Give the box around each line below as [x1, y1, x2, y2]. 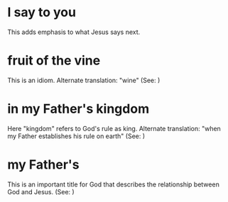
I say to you [7, 4, 77, 21]
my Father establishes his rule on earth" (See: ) [7, 132, 146, 140]
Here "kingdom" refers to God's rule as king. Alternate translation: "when [7, 124, 222, 133]
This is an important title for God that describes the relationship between [7, 180, 220, 189]
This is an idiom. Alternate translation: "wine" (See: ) [7, 76, 161, 84]
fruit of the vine [7, 52, 101, 69]
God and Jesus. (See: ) [7, 187, 75, 196]
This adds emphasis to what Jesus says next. [7, 28, 141, 36]
